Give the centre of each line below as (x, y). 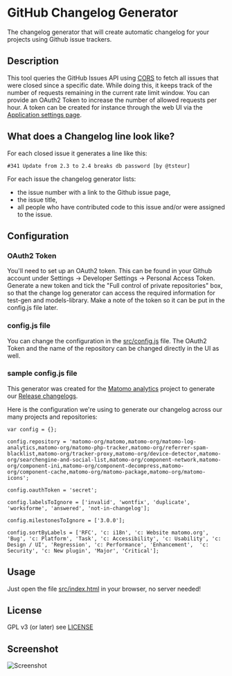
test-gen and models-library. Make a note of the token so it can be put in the (116, 300)
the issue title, (37, 200)
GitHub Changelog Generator (93, 13)
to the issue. (35, 214)
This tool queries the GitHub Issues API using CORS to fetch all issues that (113, 78)
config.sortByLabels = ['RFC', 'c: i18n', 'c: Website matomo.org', (108, 532)
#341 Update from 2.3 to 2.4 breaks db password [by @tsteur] (99, 166)
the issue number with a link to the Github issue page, (94, 192)
